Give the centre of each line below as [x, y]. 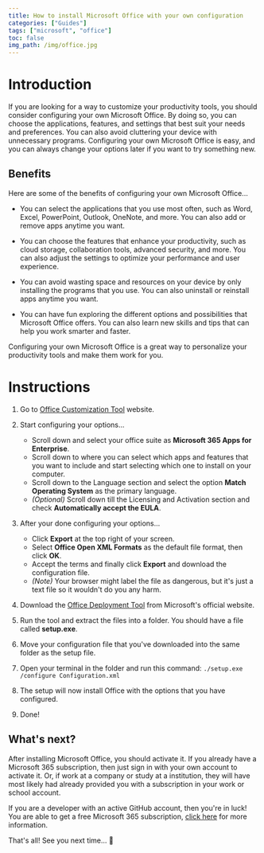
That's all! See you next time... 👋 [61, 840]
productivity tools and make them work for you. [86, 354]
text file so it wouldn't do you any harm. [96, 589]
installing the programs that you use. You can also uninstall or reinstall [134, 290]
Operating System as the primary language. [104, 491]
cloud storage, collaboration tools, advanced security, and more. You [133, 249]
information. [28, 824]
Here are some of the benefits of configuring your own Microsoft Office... [128, 193]
